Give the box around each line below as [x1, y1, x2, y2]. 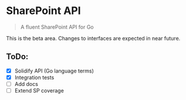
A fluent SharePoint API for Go [20, 23, 94, 30]
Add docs [14, 80, 38, 87]
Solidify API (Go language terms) [14, 67, 94, 74]
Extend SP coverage [14, 87, 65, 94]
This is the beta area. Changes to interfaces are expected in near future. [6, 35, 181, 42]
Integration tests [14, 74, 55, 81]
